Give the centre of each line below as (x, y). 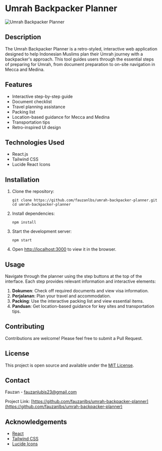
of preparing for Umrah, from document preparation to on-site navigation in (80, 64)
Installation (22, 180)
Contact (17, 380)
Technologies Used (35, 142)
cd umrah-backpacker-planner (41, 205)
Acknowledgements (36, 422)
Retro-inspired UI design (37, 127)
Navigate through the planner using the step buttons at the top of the (74, 276)
